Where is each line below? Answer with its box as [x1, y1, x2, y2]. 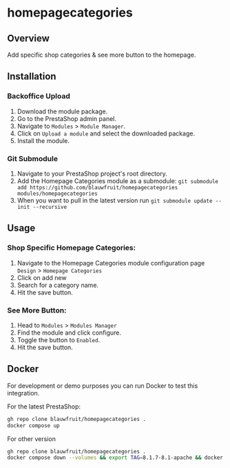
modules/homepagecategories [17, 190, 98, 197]
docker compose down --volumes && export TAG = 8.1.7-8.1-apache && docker [7, 454, 224, 461]
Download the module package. [17, 107, 108, 115]
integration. [7, 389, 40, 397]
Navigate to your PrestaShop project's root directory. [17, 169, 167, 178]
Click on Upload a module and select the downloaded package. [17, 129, 195, 138]
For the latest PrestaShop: [7, 402, 81, 411]
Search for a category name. [17, 281, 98, 289]
